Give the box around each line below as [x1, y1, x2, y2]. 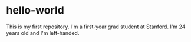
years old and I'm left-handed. [6, 29, 80, 36]
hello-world [6, 4, 65, 17]
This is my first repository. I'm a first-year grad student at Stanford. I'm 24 [6, 23, 186, 30]
